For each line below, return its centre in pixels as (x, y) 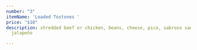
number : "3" (21, 11)
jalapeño (22, 33)
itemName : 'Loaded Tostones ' (43, 17)
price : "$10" (22, 22)
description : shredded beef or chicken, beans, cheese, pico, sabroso (94, 28)
